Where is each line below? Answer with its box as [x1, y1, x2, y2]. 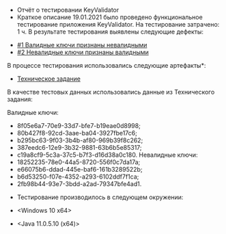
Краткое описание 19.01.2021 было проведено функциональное [16, 13, 203, 21]
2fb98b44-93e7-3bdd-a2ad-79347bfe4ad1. [16, 180, 142, 187]
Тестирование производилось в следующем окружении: [16, 193, 184, 201]
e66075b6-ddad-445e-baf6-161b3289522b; [16, 166, 143, 173]
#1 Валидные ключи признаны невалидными [16, 41, 147, 49]
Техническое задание [16, 75, 81, 83]
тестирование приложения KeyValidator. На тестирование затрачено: [16, 21, 220, 28]
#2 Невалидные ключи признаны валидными [16, 48, 149, 56]
